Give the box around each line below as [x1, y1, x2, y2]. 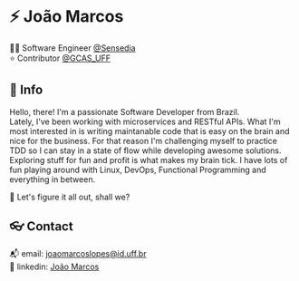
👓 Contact [9, 218, 74, 235]
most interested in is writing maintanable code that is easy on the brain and [9, 125, 290, 136]
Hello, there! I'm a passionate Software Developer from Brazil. [9, 106, 240, 117]
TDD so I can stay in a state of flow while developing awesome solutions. [9, 145, 283, 156]
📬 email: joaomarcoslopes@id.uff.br [9, 247, 147, 258]
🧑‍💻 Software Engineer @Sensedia [9, 42, 136, 53]
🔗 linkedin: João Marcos [9, 261, 100, 272]
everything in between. [9, 173, 96, 185]
